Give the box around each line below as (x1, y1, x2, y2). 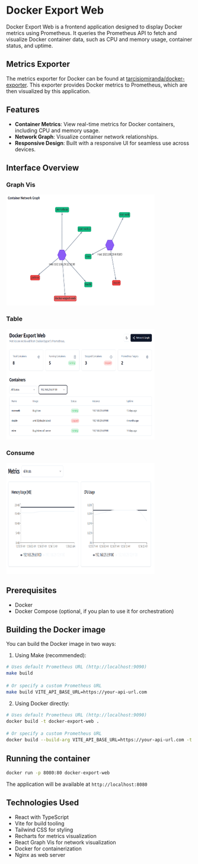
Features (6, 105, 40, 115)
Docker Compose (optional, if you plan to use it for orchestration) (14, 607, 174, 615)
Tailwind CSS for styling (14, 826, 74, 833)
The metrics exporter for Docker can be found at (6, 75, 125, 82)
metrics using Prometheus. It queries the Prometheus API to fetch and (6, 29, 177, 36)
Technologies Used (6, 798, 79, 808)
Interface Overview (6, 162, 79, 172)
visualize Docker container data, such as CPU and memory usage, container (6, 36, 193, 43)
